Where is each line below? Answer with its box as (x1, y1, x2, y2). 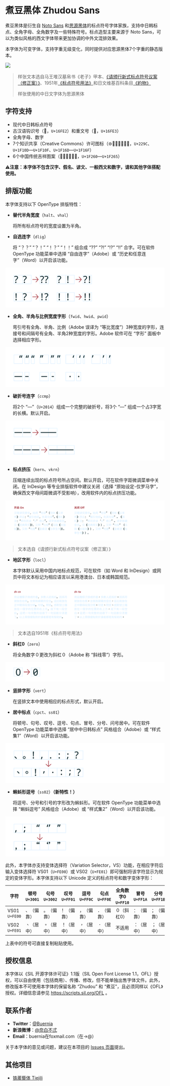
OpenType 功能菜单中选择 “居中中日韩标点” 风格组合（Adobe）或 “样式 (12, 726, 161, 732)
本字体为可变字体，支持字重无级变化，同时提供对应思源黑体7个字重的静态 (5, 46, 158, 52)
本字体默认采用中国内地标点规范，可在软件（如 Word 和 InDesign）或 (12, 567, 157, 573)
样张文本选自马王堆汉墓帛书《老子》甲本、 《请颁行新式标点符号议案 (17, 73, 158, 79)
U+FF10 (115, 900, 130, 905)
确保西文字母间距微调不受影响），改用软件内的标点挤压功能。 (12, 490, 139, 496)
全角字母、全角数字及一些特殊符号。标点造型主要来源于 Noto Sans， (14, 28, 157, 35)
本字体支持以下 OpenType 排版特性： (5, 201, 82, 207)
